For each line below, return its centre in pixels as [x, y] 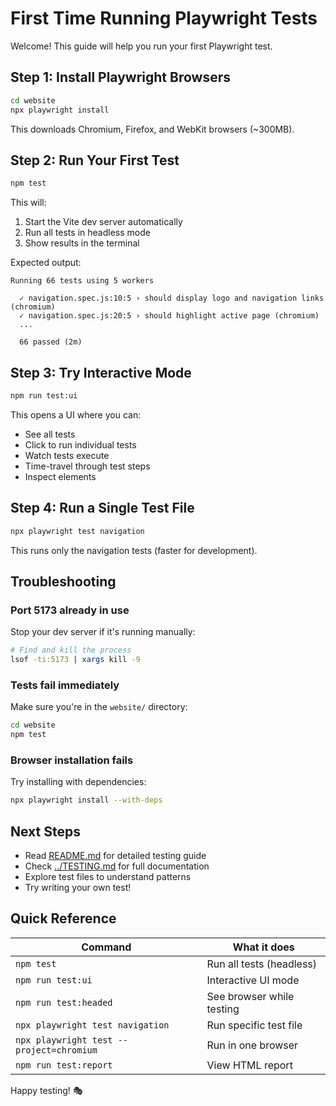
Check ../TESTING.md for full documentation [117, 866]
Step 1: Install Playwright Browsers [120, 77]
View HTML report [249, 1065]
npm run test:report [64, 1065]
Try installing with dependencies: [78, 782]
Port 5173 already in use [70, 610]
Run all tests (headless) [262, 964]
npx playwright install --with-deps [86, 800]
